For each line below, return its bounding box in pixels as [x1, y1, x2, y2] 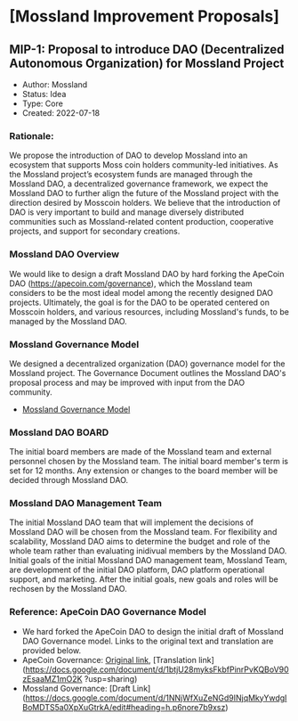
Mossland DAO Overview [9, 248, 120, 260]
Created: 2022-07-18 [21, 108, 101, 118]
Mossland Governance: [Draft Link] [21, 683, 151, 693]
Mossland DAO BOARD [9, 426, 109, 438]
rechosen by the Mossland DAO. [9, 584, 127, 594]
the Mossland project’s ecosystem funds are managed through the [9, 169, 254, 180]
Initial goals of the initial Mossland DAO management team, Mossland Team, [9, 555, 287, 566]
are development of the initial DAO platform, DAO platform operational [9, 564, 265, 576]
